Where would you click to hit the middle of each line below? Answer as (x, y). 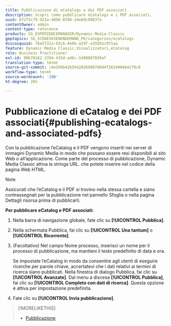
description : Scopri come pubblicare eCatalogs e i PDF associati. (79, 15)
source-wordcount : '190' (32, 77)
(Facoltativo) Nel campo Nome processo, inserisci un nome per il (81, 245)
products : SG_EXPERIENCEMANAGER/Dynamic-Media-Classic (65, 34)
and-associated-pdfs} (54, 133)
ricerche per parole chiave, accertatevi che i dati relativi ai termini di (84, 266)
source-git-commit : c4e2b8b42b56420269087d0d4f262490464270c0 (73, 67)
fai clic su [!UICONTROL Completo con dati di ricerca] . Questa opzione (88, 282)
